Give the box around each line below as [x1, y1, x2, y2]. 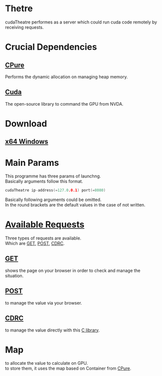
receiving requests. [5, 24, 44, 30]
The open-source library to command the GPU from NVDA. [5, 101, 123, 107]
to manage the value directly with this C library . [5, 327, 100, 333]
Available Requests [5, 219, 84, 230]
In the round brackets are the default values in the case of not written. [5, 202, 145, 208]
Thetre [5, 3, 33, 14]
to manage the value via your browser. [5, 300, 82, 306]
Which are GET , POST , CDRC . [5, 241, 65, 246]
